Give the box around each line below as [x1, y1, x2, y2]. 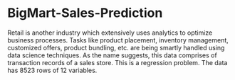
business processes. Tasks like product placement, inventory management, [7, 35, 229, 44]
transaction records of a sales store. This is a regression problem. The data [7, 58, 228, 67]
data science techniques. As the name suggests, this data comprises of [7, 51, 217, 59]
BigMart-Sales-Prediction [7, 5, 163, 21]
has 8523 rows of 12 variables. [7, 66, 98, 74]
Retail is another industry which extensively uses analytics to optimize [7, 28, 213, 37]
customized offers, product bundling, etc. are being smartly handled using [7, 43, 225, 52]
